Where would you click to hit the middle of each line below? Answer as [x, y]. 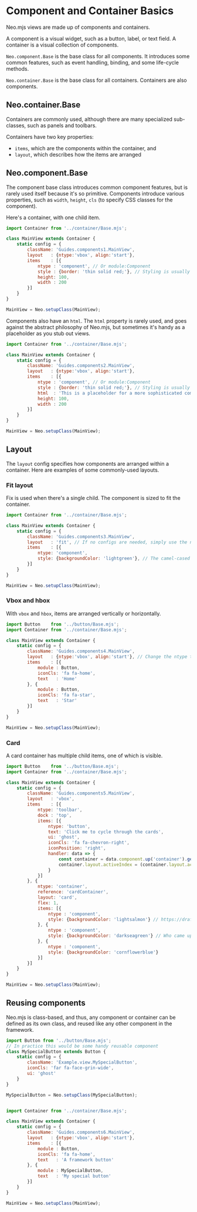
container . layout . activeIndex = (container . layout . [123, 865]
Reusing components [46, 1003]
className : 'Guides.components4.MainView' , [81, 651]
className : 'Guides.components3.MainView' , [81, 537]
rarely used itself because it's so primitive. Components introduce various [95, 193]
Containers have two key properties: [50, 137]
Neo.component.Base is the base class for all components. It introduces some [98, 56]
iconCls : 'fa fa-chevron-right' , [89, 843]
